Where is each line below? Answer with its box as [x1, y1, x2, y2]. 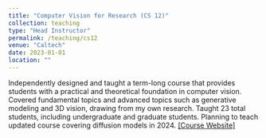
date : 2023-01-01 [8, 49, 66, 57]
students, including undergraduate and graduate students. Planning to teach [8, 112, 259, 121]
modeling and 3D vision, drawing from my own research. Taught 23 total [8, 103, 246, 112]
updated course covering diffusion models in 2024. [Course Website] [8, 120, 236, 130]
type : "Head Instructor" [8, 26, 91, 34]
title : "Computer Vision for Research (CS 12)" [8, 11, 170, 20]
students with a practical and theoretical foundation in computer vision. [8, 86, 242, 96]
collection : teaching [8, 19, 80, 27]
